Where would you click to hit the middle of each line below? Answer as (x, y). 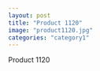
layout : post (30, 15)
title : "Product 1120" (45, 23)
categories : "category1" (49, 37)
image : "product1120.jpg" (50, 30)
